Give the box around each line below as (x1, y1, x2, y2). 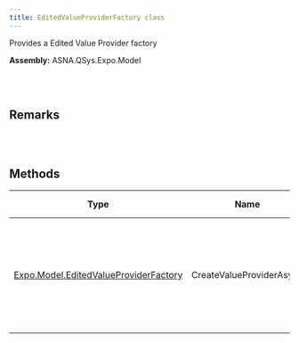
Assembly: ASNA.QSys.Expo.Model (9, 54, 141, 65)
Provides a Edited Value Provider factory (9, 37, 158, 48)
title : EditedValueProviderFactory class (9, 12, 166, 22)
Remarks (9, 108, 61, 123)
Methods (9, 166, 61, 181)
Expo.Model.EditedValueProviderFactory (13, 269, 183, 282)
